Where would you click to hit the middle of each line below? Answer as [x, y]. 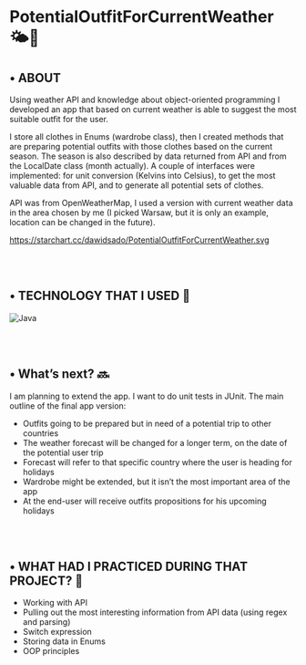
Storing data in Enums [64, 641]
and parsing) [46, 622]
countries [41, 433]
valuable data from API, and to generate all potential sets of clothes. [137, 185]
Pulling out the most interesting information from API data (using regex [155, 612]
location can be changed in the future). [82, 222]
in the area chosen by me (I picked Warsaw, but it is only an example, [139, 213]
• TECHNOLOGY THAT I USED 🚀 [100, 296]
